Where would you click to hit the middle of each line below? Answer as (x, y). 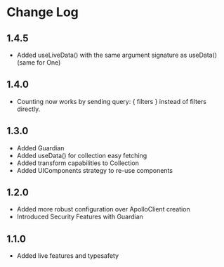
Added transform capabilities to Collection (78, 163)
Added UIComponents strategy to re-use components (95, 170)
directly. (28, 109)
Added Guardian (40, 148)
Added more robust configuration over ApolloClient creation (103, 209)
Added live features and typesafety (68, 256)
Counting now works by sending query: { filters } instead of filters (111, 101)
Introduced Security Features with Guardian (80, 217)
